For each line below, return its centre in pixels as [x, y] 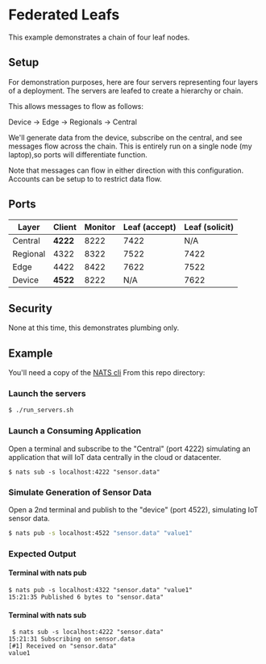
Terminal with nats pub [48, 573]
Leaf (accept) [150, 227]
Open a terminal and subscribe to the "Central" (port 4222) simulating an [130, 449]
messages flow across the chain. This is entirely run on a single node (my [130, 146]
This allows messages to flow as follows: [76, 106]
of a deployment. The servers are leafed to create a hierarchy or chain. [126, 90]
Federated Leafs [64, 15]
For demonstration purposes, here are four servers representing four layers [133, 81]
